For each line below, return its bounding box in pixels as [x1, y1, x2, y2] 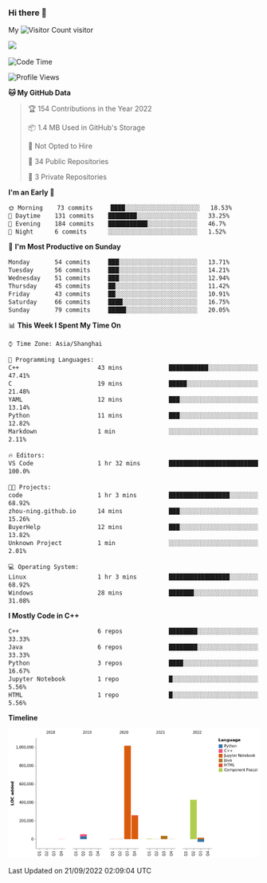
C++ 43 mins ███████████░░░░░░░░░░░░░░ [8, 364, 259, 372]
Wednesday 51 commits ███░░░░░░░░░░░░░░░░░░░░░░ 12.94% [8, 274, 230, 282]
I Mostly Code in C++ [8, 611, 80, 621]
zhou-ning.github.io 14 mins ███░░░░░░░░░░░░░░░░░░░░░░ [8, 508, 259, 516]
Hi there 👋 [8, 7, 48, 18]
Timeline [8, 713, 38, 723]
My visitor [8, 26, 94, 35]
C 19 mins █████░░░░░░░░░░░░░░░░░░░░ [8, 380, 259, 388]
